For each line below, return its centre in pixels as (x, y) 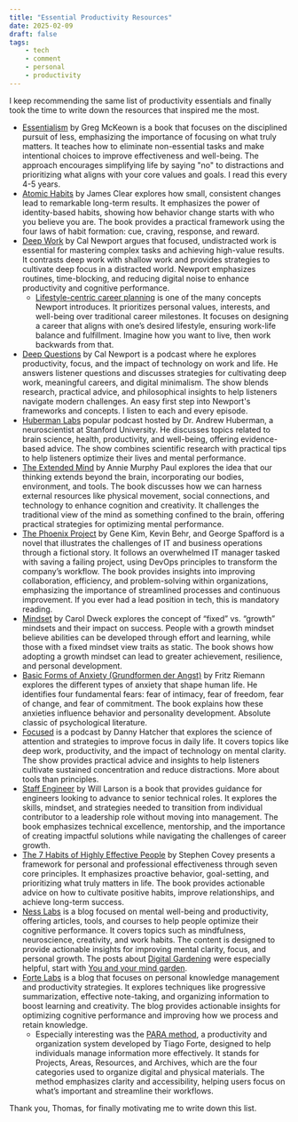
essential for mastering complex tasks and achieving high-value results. (153, 250)
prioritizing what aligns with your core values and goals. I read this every (155, 174)
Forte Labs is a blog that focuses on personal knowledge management (151, 977)
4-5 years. (41, 184)
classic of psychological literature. (85, 722)
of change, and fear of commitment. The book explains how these (142, 703)
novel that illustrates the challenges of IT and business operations (142, 542)
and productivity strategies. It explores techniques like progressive (144, 987)
